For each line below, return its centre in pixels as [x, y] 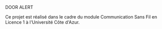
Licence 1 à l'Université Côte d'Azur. [43, 22]
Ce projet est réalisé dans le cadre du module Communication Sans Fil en [81, 17]
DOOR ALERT [19, 7]
